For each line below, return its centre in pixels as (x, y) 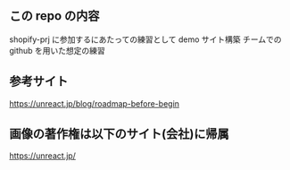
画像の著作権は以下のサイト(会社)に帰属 (119, 134)
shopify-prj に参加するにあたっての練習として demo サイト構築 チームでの (146, 39)
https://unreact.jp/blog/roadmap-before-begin (95, 103)
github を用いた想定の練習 (57, 50)
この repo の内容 (54, 16)
